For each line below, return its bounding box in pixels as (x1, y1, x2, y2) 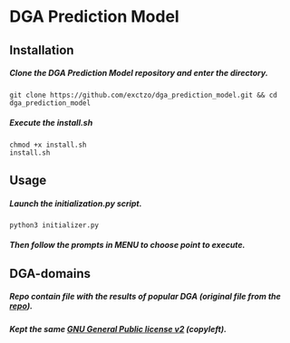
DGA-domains (9, 265, 92, 281)
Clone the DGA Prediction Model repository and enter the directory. (9, 68, 269, 79)
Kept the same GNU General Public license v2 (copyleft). (9, 323, 227, 334)
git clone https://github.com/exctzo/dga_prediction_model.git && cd (9, 91, 278, 100)
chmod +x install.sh (9, 140, 88, 149)
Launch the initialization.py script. (9, 197, 142, 209)
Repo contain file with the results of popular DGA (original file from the (9, 291, 281, 302)
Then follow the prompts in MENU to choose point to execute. (9, 240, 246, 251)
